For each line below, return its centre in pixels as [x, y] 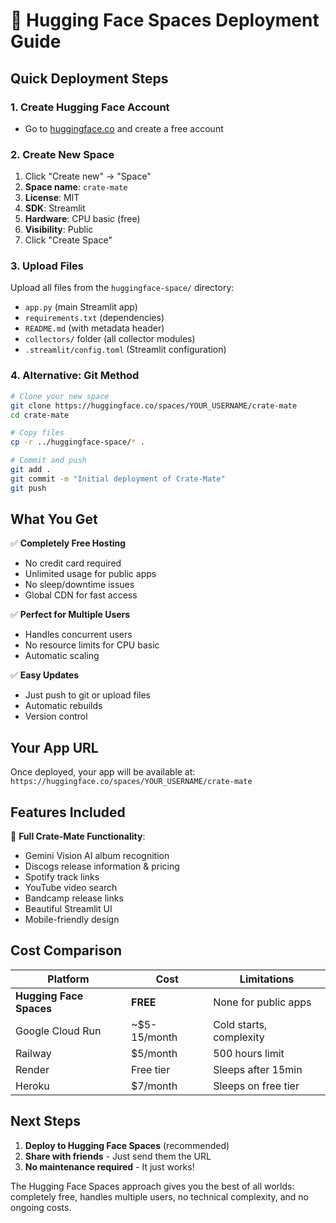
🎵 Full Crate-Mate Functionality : [78, 836]
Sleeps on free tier [256, 1086]
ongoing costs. [41, 1207]
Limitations [267, 979]
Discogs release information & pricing [102, 866]
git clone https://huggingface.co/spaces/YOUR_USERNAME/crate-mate [154, 405]
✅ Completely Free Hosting [68, 543]
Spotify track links [62, 877]
